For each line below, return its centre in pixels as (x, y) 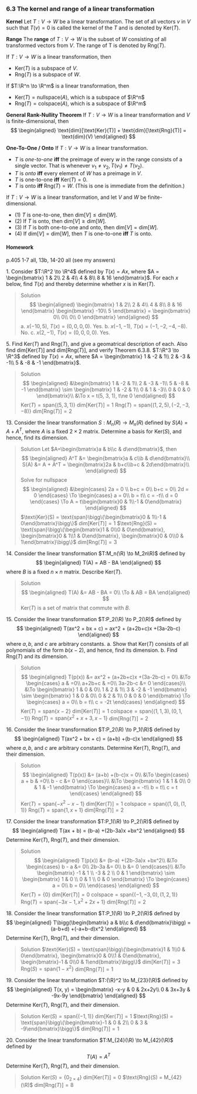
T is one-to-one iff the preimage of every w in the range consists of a (98, 159)
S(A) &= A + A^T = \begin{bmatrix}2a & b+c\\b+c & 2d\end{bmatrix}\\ (106, 464)
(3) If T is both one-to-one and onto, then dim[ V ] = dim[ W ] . (86, 228)
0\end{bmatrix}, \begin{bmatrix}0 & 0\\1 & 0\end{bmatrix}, (91, 955)
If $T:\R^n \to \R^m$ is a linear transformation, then (68, 86)
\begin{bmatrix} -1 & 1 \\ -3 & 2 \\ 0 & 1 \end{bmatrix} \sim (106, 873)
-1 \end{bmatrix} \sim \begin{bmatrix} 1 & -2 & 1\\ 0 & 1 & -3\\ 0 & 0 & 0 (106, 389)
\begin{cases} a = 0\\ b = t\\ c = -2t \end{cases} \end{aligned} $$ (106, 702)
